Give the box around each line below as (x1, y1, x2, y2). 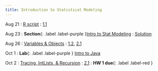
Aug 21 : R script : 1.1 (5, 21, 48, 27)
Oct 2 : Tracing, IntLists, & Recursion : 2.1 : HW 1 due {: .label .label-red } (5, 59, 153, 65)
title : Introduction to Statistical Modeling (5, 7, 102, 12)
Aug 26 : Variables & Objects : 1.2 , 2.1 (5, 40, 82, 46)
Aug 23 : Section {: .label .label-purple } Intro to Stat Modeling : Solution (5, 30, 152, 36)
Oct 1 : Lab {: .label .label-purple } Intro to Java (5, 50, 101, 56)
